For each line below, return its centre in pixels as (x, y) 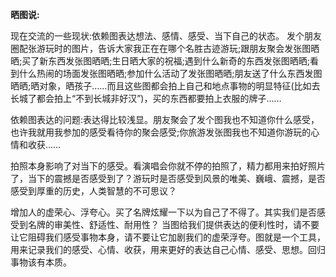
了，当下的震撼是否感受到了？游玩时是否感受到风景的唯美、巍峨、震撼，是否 (168, 178)
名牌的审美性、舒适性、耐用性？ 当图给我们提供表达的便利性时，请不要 (173, 224)
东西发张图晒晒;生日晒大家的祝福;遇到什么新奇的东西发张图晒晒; (179, 61)
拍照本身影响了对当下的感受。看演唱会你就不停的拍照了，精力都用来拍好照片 (168, 166)
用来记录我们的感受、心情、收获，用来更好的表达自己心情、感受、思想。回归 (168, 249)
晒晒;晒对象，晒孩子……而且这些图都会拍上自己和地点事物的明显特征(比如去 (165, 86)
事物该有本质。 (41, 262)
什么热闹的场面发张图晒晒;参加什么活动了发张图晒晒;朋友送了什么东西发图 (170, 73)
